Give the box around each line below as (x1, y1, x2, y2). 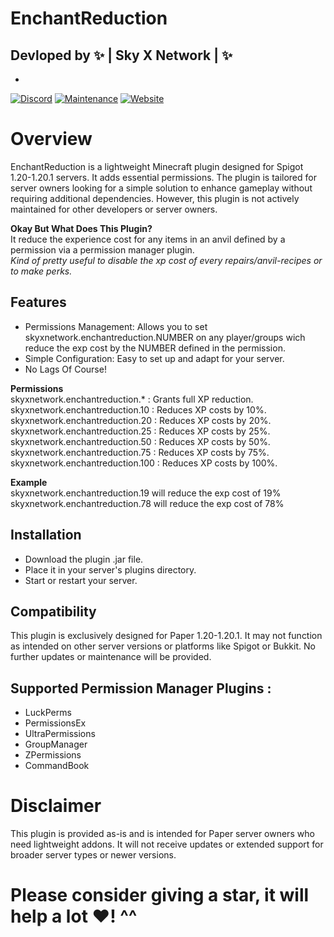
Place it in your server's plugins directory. (24, 563, 197, 576)
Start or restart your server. (24, 574, 138, 586)
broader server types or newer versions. (10, 849, 177, 861)
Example (10, 476, 48, 488)
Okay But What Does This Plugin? (10, 222, 153, 234)
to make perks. (10, 265, 73, 277)
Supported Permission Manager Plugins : (10, 680, 272, 697)
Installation (10, 527, 82, 544)
